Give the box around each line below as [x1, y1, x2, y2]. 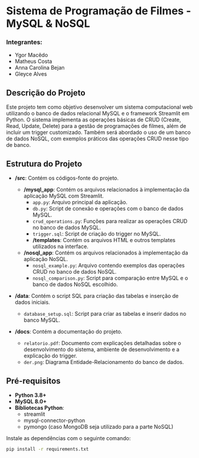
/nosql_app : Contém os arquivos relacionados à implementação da [23, 249, 188, 256]
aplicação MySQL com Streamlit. [23, 192, 104, 200]
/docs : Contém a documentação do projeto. [14, 328, 123, 335]
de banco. [6, 142, 31, 149]
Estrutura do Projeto [6, 159, 83, 169]
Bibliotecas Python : [14, 404, 64, 411]
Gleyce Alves [14, 70, 48, 78]
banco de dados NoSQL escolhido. [32, 281, 118, 288]
